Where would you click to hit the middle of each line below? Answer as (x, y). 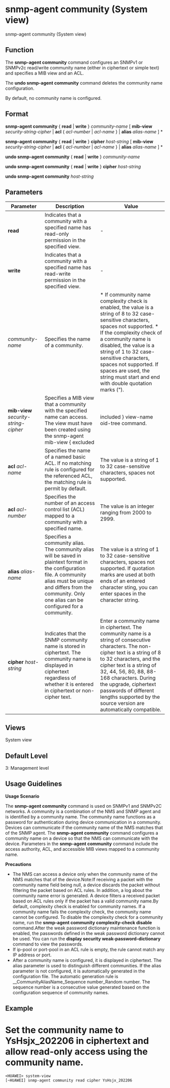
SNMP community (66, 640)
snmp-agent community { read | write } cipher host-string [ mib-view (79, 141)
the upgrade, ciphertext (128, 684)
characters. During (133, 678)
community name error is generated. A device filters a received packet (86, 895)
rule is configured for (70, 470)
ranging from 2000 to (126, 513)
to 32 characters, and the (130, 659)
